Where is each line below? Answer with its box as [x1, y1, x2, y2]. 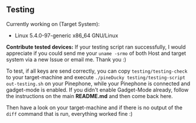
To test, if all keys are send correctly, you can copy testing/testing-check [6, 67, 188, 75]
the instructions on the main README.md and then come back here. [6, 92, 173, 99]
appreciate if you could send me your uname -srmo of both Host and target [6, 50, 187, 57]
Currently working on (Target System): [6, 20, 100, 27]
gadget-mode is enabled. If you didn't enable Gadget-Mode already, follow [6, 86, 189, 93]
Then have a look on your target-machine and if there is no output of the [6, 103, 182, 111]
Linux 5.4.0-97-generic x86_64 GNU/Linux [14, 32, 118, 39]
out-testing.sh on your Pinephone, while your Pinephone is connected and [6, 80, 191, 87]
